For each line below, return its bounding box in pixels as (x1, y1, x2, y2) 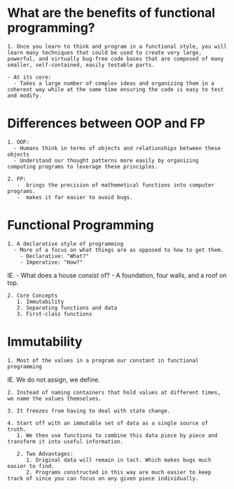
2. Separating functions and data (16, 304, 118, 312)
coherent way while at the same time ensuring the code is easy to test (7, 86, 224, 93)
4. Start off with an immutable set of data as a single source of (7, 420, 209, 427)
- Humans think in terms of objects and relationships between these (13, 145, 221, 152)
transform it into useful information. (7, 438, 124, 445)
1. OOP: (7, 138, 30, 145)
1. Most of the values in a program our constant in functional (7, 356, 199, 364)
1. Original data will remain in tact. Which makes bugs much (25, 456, 212, 464)
